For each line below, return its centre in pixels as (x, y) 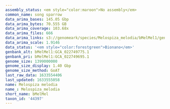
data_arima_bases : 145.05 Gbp (37, 19)
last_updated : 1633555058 (32, 80)
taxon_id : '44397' (25, 98)
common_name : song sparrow (34, 15)
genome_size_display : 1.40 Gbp (38, 66)
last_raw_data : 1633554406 (34, 75)
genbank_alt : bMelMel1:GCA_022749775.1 (47, 52)
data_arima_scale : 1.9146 (32, 43)
